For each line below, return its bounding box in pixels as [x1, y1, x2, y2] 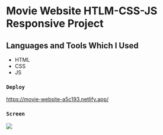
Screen [6, 111, 25, 117]
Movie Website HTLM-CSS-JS [6, 4, 158, 18]
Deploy [6, 83, 25, 90]
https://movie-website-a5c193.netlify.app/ [6, 96, 109, 103]
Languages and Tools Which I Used [6, 40, 139, 51]
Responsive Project [6, 17, 104, 30]
